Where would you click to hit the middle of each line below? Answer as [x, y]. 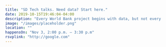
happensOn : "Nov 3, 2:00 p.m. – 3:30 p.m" [50, 32]
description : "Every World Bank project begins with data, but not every [83, 19]
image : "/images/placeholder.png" [41, 23]
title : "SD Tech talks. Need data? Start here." [56, 10]
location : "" [19, 28]
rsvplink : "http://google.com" [38, 37]
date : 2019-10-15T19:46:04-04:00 [40, 14]
